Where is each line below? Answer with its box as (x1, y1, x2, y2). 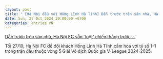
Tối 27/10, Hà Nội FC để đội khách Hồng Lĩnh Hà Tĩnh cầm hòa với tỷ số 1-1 (5, 43, 156, 49)
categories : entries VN (5, 20, 54, 26)
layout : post (5, 7, 32, 12)
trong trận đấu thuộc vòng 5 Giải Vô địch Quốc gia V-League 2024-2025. (5, 48, 152, 54)
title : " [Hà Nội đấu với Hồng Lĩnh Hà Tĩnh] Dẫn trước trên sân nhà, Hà (5, 12, 159, 16)
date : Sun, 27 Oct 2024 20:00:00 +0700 (5, 16, 86, 21)
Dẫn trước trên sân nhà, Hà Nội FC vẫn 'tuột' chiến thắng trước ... (5, 34, 136, 40)
